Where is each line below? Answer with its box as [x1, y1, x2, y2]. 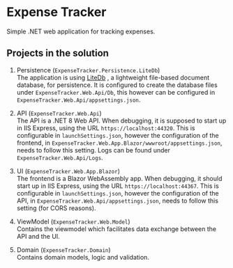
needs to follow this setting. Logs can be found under [16, 145, 170, 154]
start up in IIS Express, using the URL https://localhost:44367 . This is [16, 182, 219, 190]
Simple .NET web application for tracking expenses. [6, 27, 156, 36]
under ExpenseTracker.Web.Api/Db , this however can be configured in [16, 88, 216, 96]
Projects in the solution [6, 47, 110, 59]
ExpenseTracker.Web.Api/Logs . [16, 153, 104, 161]
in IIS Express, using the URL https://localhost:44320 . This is [16, 123, 195, 132]
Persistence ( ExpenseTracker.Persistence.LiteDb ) [16, 65, 160, 74]
